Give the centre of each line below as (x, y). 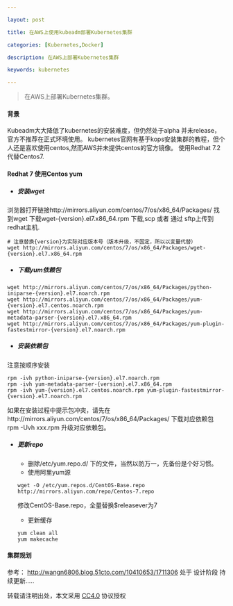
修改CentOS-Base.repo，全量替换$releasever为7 (87, 505)
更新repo (30, 445)
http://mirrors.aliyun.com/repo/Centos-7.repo (86, 491)
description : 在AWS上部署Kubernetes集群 (63, 57)
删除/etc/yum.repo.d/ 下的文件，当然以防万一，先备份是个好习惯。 (122, 464)
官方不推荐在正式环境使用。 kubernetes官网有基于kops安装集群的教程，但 (113, 139)
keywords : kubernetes (38, 70)
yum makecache (37, 539)
